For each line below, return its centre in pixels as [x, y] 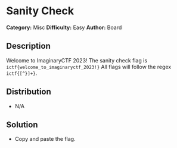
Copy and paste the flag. [45, 139]
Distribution [29, 92]
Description [28, 46]
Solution [22, 125]
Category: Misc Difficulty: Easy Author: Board [64, 27]
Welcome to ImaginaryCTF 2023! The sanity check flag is [77, 60]
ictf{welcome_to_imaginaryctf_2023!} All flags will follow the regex [89, 67]
